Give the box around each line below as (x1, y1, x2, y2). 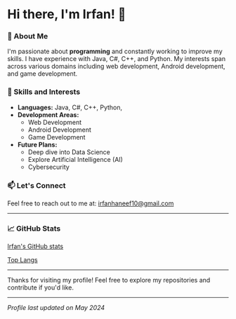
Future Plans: (17, 140, 58, 149)
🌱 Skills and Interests (7, 87, 81, 97)
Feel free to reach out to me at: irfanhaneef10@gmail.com (7, 199, 174, 208)
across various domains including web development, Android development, (7, 62, 226, 71)
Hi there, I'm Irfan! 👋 (7, 6, 126, 22)
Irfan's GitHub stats (7, 242, 64, 251)
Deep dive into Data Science (27, 147, 111, 156)
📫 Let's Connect (7, 180, 66, 190)
